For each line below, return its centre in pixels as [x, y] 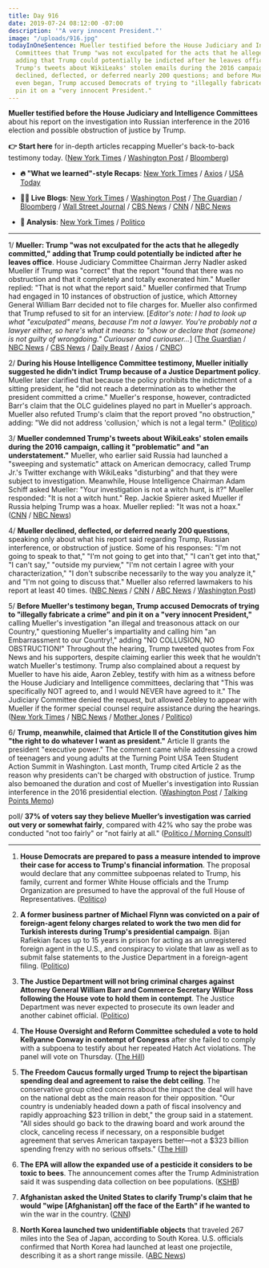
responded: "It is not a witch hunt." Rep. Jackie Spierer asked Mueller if [126, 498]
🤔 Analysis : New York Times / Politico [82, 222]
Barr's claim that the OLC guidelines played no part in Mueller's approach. [130, 406]
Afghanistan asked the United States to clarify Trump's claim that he [136, 1197]
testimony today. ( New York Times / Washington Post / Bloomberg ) [118, 158]
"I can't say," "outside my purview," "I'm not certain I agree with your [121, 565]
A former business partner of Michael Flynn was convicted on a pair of [140, 915]
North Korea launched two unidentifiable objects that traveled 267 [132, 1230]
